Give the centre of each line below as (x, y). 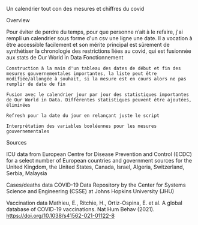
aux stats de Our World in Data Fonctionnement (65, 57)
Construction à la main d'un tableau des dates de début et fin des (94, 68)
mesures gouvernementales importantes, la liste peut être (82, 74)
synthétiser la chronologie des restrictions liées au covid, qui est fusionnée (99, 51)
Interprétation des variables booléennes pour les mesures (82, 126)
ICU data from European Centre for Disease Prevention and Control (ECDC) (99, 154)
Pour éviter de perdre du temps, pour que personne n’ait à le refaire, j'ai (94, 32)
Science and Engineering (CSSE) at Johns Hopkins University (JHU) (90, 191)
